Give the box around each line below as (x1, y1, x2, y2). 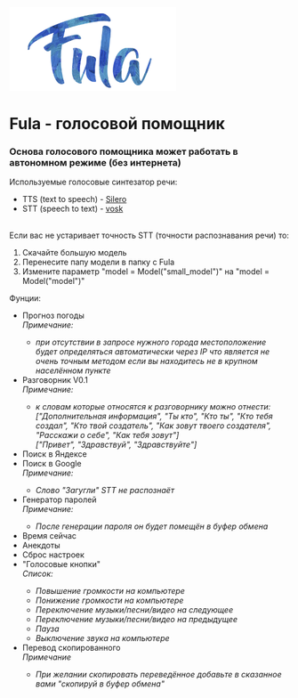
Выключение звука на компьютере (35, 633, 171, 644)
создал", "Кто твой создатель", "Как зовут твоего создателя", (35, 420, 271, 431)
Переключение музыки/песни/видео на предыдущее (35, 614, 238, 625)
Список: (21, 568, 53, 580)
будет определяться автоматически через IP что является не (35, 346, 270, 357)
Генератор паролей (21, 494, 97, 505)
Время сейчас (21, 531, 77, 541)
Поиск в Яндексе (21, 449, 87, 459)
